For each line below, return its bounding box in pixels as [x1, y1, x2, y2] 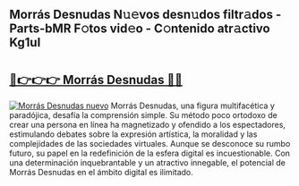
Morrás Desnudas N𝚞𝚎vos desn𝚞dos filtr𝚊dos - [9, 7, 282, 22]
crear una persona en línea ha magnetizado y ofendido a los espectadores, [9, 120, 286, 130]
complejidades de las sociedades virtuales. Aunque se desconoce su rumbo [9, 139, 291, 148]
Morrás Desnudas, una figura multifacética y [110, 100, 276, 111]
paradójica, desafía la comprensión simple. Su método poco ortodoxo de [9, 110, 278, 120]
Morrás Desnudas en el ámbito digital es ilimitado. [9, 167, 194, 177]
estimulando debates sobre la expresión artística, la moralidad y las [9, 129, 258, 139]
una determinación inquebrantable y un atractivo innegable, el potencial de [9, 157, 286, 168]
